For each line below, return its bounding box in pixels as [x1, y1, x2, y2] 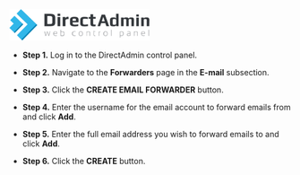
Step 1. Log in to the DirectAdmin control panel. [21, 49, 198, 61]
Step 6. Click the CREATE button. [21, 156, 146, 167]
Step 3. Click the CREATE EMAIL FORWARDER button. [21, 84, 224, 95]
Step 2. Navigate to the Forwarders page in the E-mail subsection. [21, 67, 270, 78]
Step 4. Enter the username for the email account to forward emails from [21, 102, 291, 113]
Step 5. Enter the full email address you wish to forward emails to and [21, 129, 279, 140]
